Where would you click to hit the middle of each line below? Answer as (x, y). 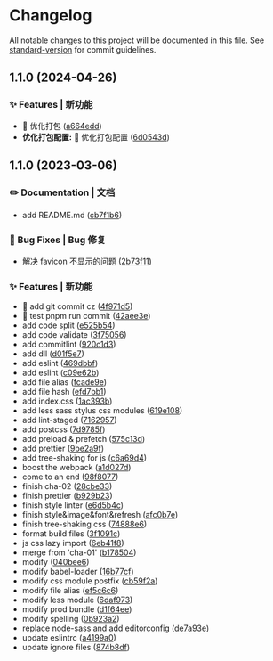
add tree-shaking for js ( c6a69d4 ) (84, 457)
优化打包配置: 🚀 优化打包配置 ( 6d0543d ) (96, 137)
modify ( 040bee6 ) (56, 561)
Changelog (51, 16)
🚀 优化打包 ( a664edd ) (62, 126)
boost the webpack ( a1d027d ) (76, 467)
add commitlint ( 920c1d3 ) (69, 344)
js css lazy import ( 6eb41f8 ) (73, 543)
